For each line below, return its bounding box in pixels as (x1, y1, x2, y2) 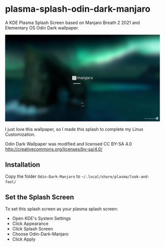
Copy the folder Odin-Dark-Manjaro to (5, 173, 81, 179)
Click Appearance (12, 221, 49, 226)
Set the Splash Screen (5, 193, 75, 201)
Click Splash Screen (12, 226, 53, 232)
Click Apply (12, 236, 36, 242)
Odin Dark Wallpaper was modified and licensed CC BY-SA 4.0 (5, 141, 132, 147)
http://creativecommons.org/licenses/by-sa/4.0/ (5, 146, 103, 152)
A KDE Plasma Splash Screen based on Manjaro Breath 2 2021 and (5, 20, 140, 25)
